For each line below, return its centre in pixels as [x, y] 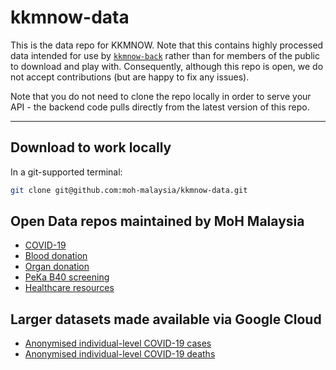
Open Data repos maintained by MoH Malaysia [157, 221]
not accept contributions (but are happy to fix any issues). [130, 77]
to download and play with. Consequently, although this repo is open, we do [167, 66]
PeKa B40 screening [67, 277]
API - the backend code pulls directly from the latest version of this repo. [160, 107]
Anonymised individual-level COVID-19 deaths [120, 354]
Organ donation [57, 267]
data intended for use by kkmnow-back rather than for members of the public [165, 55]
